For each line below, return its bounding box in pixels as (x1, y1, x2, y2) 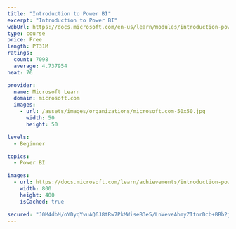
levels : (7, 133, 30, 140)
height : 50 (25, 121, 58, 128)
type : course (7, 30, 46, 37)
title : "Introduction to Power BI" (7, 10, 112, 18)
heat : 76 (7, 69, 33, 76)
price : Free (7, 37, 42, 44)
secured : (7, 211, 33, 218)
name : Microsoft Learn (13, 89, 80, 96)
